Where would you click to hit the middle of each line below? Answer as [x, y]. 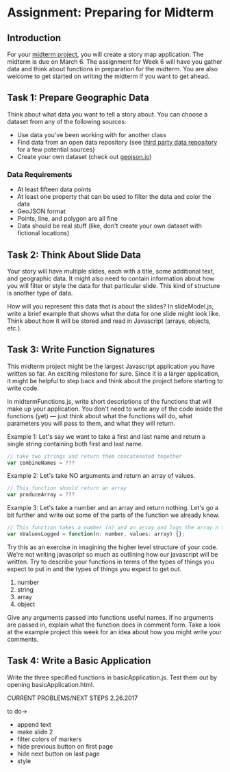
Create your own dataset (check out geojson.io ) [84, 156]
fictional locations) [43, 233]
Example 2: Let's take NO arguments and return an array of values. [101, 476]
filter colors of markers [49, 739]
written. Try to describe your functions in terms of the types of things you [111, 562]
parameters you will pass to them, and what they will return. [91, 423]
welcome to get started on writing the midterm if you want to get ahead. [108, 76]
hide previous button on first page [65, 746]
